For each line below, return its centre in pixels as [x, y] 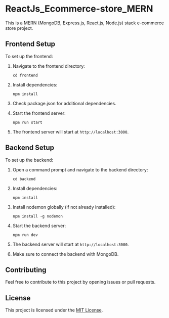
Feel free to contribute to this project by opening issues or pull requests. [80, 282]
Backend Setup [30, 148]
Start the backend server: [39, 225]
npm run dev [25, 235]
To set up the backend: [29, 160]
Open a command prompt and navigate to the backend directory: [80, 169]
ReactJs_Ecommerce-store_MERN [79, 9]
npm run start [27, 122]
